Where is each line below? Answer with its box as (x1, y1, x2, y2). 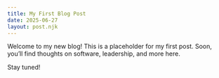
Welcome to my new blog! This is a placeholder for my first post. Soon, (7, 42, 213, 51)
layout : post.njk (7, 23, 58, 30)
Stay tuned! (7, 63, 41, 72)
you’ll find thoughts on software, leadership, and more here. (7, 49, 180, 58)
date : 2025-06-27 (7, 17, 58, 24)
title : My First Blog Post (7, 10, 86, 17)
